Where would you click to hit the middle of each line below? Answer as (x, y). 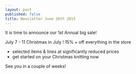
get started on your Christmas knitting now (55, 57)
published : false (23, 14)
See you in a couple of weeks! (36, 66)
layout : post (18, 10)
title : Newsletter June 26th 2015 (41, 19)
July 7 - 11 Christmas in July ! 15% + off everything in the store (68, 42)
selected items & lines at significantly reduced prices (66, 51)
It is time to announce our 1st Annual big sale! (51, 33)
